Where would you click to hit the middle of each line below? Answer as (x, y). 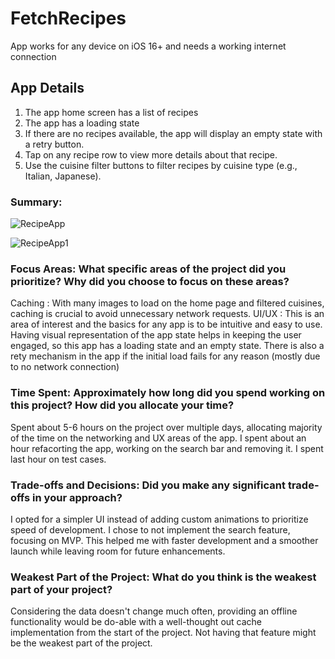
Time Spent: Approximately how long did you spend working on (168, 393)
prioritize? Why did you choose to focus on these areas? (150, 281)
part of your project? (61, 589)
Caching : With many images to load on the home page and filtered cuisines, (167, 303)
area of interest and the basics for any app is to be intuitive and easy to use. (166, 324)
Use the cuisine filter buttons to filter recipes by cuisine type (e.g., (161, 165)
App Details (47, 88)
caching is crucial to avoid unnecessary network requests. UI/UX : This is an (167, 314)
